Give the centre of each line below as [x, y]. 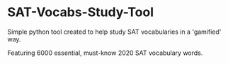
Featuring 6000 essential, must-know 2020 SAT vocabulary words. [105, 53]
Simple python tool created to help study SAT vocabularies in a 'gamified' [114, 32]
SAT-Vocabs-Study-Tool [81, 12]
